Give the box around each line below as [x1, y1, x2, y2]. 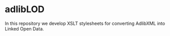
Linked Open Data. [5, 25, 44, 31]
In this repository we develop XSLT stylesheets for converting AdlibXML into [5, 20, 165, 26]
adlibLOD [5, 4, 45, 15]
